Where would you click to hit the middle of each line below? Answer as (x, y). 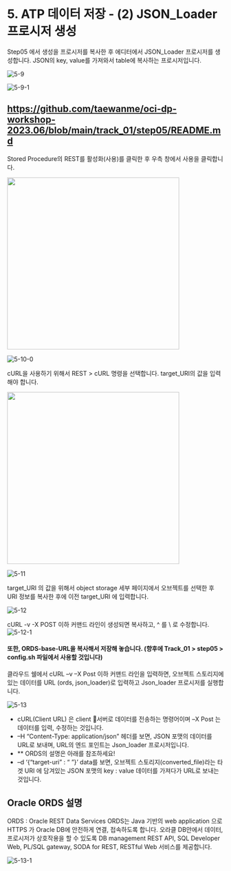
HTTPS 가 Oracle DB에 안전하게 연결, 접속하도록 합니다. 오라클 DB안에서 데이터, (115, 829)
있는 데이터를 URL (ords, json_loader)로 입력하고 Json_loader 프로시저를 (107, 682)
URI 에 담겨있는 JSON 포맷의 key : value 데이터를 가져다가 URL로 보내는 (122, 771)
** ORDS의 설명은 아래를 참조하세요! (66, 753)
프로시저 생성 (42, 31)
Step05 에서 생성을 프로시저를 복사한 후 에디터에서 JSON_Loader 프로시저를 (110, 52)
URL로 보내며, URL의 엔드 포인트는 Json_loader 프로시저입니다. (103, 744)
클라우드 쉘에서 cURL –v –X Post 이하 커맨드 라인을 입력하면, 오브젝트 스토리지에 (115, 674)
